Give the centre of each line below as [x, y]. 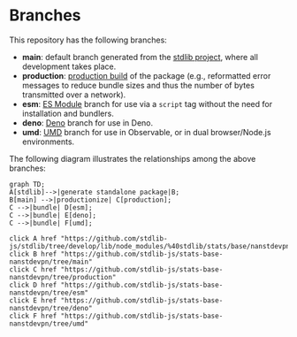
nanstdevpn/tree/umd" [49, 324]
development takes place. [69, 66]
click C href [33, 269]
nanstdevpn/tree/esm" [49, 293]
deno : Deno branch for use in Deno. [88, 123]
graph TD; [27, 184]
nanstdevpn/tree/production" [63, 277]
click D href [33, 285]
